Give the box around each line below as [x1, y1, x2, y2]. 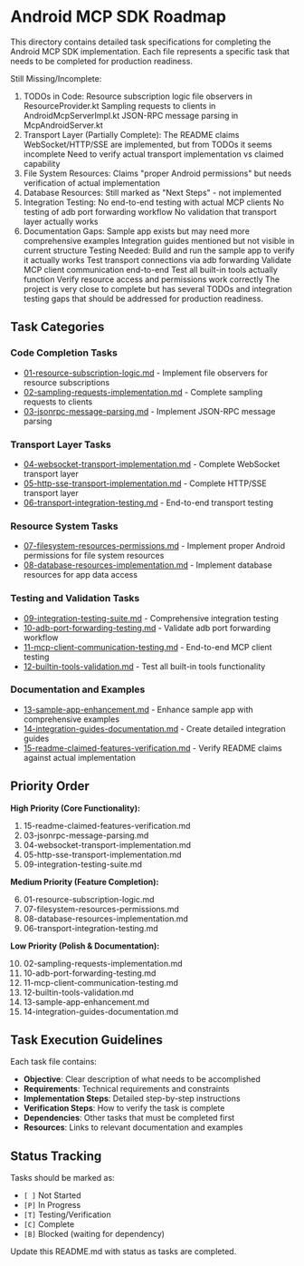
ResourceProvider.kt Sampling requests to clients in [23, 100, 216, 111]
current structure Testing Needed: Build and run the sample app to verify [23, 245, 295, 256]
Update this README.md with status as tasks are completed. [10, 1246, 237, 1257]
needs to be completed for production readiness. [10, 55, 194, 66]
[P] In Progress [23, 1200, 81, 1211]
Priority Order [10, 778, 90, 794]
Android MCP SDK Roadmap [10, 6, 227, 27]
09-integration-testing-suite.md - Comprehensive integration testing [23, 612, 280, 623]
